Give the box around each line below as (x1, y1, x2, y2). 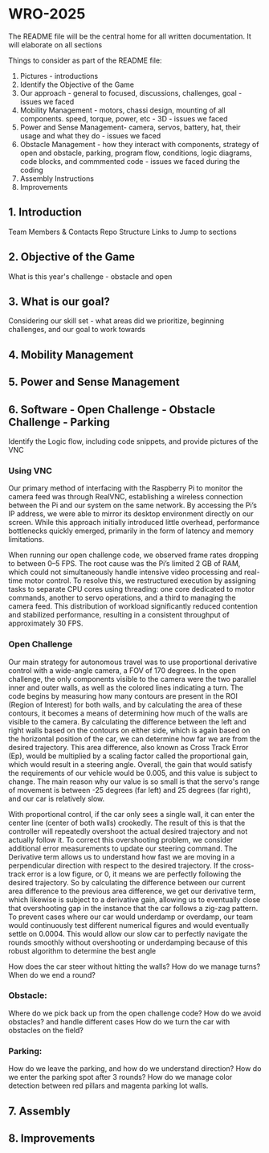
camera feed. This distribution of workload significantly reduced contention (8, 601, 259, 611)
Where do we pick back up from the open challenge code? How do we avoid (8, 1008, 262, 1018)
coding (19, 165, 44, 174)
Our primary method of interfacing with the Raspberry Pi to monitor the (8, 483, 243, 493)
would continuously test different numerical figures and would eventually (8, 920, 250, 929)
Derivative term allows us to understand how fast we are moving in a (8, 851, 235, 861)
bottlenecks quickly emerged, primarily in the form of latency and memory (8, 526, 255, 535)
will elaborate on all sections (8, 39, 103, 49)
